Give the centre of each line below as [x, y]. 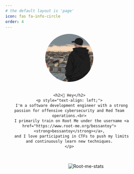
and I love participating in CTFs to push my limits [72, 136]
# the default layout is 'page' [40, 11]
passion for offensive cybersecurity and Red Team [69, 111]
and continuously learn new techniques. [69, 141]
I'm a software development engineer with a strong [71, 105]
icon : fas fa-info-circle [33, 16]
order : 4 [15, 21]
